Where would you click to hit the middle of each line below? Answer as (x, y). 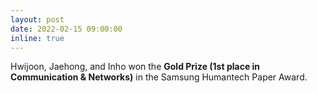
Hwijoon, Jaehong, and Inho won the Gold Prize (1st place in (135, 67)
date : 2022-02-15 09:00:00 (66, 29)
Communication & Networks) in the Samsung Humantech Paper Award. (159, 77)
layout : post (37, 19)
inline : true (37, 38)
